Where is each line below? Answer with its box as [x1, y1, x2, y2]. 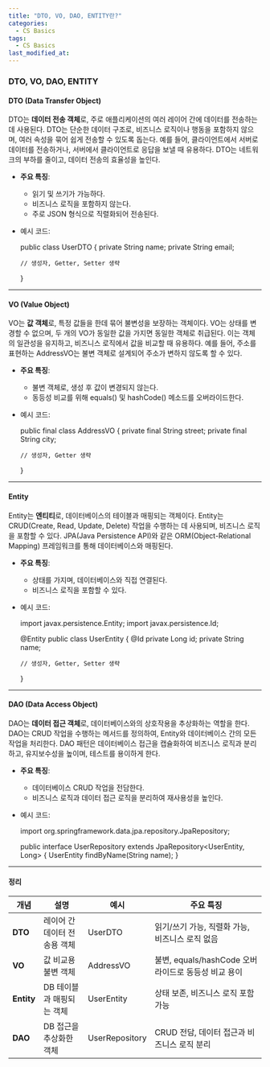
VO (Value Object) [8, 299, 70, 309]
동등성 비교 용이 [186, 966, 243, 978]
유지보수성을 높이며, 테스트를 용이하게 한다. [25, 748, 161, 758]
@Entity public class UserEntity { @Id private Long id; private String [19, 633, 244, 644]
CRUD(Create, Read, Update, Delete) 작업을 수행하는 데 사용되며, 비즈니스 [8, 521, 246, 530]
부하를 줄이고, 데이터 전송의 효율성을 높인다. [22, 154, 161, 165]
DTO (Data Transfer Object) [8, 96, 102, 105]
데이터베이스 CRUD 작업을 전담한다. [31, 782, 145, 793]
